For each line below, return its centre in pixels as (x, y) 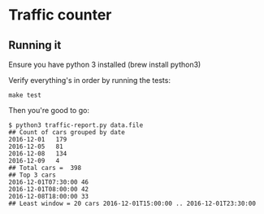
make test (25, 95)
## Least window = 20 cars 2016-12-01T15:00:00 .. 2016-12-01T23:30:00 (132, 203)
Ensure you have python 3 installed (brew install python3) (105, 64)
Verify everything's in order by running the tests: (89, 80)
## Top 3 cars (32, 175)
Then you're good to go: (49, 110)
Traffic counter (60, 15)
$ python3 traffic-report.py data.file (76, 125)
